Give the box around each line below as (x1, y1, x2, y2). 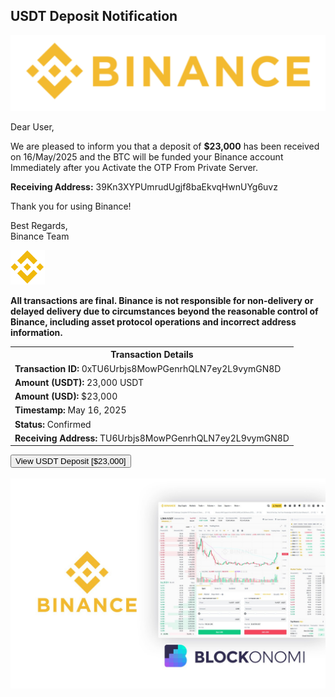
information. (10, 326, 63, 338)
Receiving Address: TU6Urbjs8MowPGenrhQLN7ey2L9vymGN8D (14, 432, 290, 444)
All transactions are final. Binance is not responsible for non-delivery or (10, 294, 314, 306)
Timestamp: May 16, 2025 (14, 404, 127, 416)
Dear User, (10, 121, 55, 133)
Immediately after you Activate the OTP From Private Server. (10, 162, 258, 174)
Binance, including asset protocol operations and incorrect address (10, 315, 297, 328)
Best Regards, (10, 220, 68, 232)
